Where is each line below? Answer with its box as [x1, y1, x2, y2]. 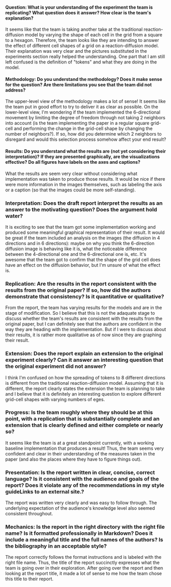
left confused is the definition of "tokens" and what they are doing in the [5, 59, 157, 65]
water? [5, 212, 23, 220]
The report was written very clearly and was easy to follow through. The [5, 499, 157, 506]
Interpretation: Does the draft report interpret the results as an [5, 200, 163, 207]
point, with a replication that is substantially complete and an [5, 415, 160, 422]
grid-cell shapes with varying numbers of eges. [5, 396, 105, 402]
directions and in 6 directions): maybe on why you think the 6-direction [5, 240, 155, 246]
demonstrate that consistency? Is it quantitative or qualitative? [5, 293, 164, 300]
